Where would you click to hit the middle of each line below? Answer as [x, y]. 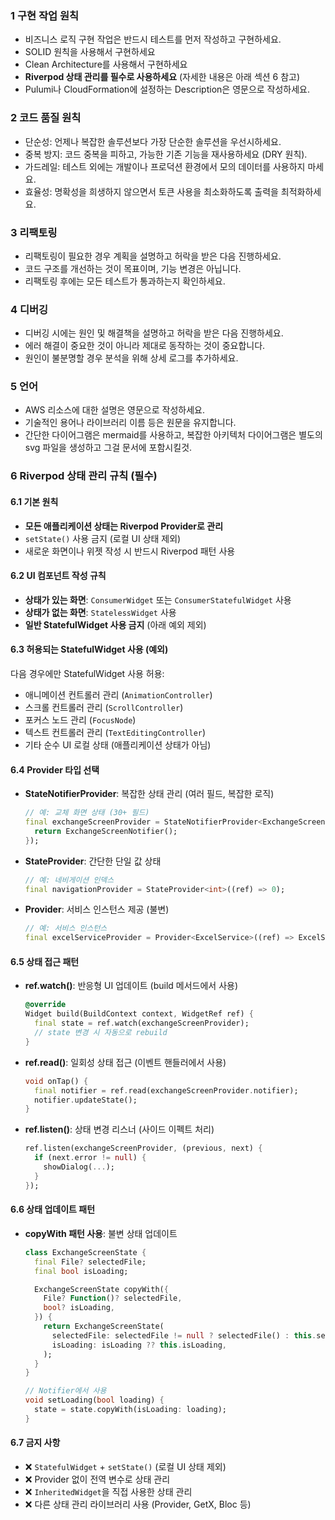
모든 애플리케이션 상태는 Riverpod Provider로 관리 [124, 526]
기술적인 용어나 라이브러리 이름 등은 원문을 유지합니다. [130, 423]
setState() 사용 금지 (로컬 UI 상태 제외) [103, 538]
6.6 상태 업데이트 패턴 [53, 1209]
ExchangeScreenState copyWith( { [101, 1289]
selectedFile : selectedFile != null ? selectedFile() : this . [184, 1335]
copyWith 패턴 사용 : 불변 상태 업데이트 [101, 1233]
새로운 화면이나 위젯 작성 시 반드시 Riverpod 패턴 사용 [130, 551]
